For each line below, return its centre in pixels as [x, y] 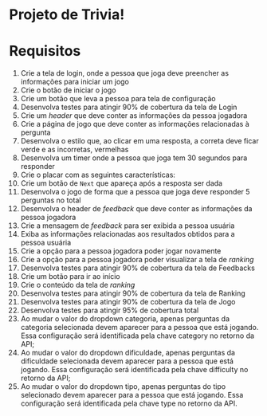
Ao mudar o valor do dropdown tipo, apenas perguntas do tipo [123, 387]
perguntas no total [51, 200]
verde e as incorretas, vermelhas [75, 150]
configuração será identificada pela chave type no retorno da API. [129, 403]
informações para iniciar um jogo [75, 82]
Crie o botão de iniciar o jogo [68, 90]
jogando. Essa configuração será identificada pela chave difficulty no [134, 370]
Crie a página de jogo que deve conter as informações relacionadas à [135, 124]
